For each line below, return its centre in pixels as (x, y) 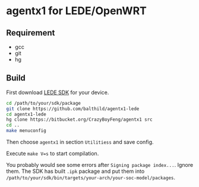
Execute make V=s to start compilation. (53, 154)
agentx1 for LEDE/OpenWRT (76, 11)
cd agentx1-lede (26, 114)
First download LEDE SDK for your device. (58, 92)
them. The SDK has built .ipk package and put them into (75, 171)
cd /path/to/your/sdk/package (44, 103)
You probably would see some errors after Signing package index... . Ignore (100, 165)
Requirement (31, 33)
